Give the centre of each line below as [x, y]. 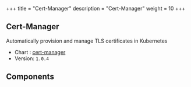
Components [30, 77]
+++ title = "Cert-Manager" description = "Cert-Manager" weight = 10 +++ [96, 8]
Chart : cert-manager [40, 52]
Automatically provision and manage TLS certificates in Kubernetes [87, 41]
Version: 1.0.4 [32, 58]
